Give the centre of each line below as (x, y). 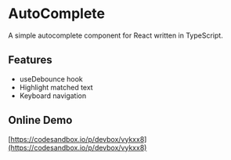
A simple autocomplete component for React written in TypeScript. (115, 35)
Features (30, 60)
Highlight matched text (56, 87)
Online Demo (40, 120)
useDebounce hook (51, 78)
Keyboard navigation (53, 96)
